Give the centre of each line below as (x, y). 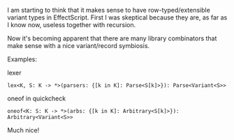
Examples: (22, 59)
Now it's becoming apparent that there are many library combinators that (112, 38)
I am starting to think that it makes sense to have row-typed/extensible (109, 10)
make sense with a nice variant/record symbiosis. (79, 46)
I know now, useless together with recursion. (72, 25)
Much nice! (23, 130)
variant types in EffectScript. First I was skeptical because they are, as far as (117, 17)
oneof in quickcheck (37, 98)
